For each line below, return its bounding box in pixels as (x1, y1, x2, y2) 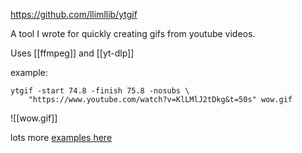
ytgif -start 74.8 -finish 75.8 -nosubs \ (10, 86, 190, 96)
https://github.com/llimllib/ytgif (10, 9, 138, 20)
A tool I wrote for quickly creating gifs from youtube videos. (10, 28, 256, 39)
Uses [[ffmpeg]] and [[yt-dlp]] (10, 47, 135, 59)
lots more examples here (10, 132, 113, 143)
